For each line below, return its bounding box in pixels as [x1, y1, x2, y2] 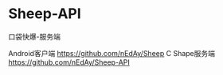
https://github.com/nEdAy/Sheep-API [8, 57, 130, 67]
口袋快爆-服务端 [8, 32, 61, 41]
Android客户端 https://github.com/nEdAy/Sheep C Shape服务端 [8, 48, 216, 58]
